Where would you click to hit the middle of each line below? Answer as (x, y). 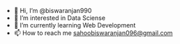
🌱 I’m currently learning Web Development (75, 25)
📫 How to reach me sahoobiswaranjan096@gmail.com (93, 33)
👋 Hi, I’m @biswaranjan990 (53, 11)
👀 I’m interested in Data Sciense (60, 18)
